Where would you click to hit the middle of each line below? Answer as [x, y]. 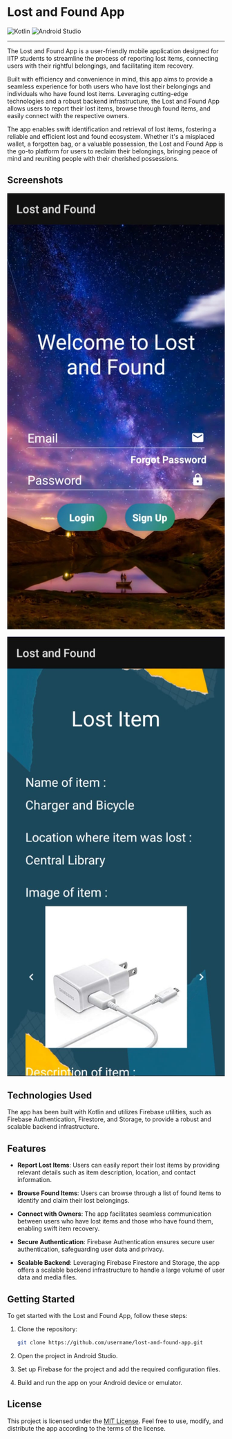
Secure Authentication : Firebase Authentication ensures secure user [116, 1242]
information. [34, 1180]
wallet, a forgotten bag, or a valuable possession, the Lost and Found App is [115, 144]
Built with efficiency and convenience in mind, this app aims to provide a [110, 79]
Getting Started [41, 1299]
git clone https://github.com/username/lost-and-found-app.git [110, 1343]
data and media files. [47, 1277]
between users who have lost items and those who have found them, [115, 1221]
